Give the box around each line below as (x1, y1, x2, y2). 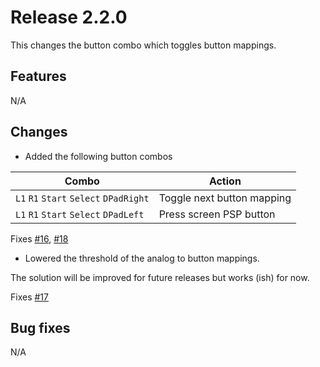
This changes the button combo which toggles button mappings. (10, 39, 277, 51)
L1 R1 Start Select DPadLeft (15, 209, 145, 220)
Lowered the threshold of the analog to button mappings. (24, 252, 260, 264)
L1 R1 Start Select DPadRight (15, 192, 150, 204)
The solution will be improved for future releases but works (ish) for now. (10, 271, 310, 283)
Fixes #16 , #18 (10, 232, 69, 245)
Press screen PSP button (158, 207, 276, 221)
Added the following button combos (24, 150, 173, 162)
